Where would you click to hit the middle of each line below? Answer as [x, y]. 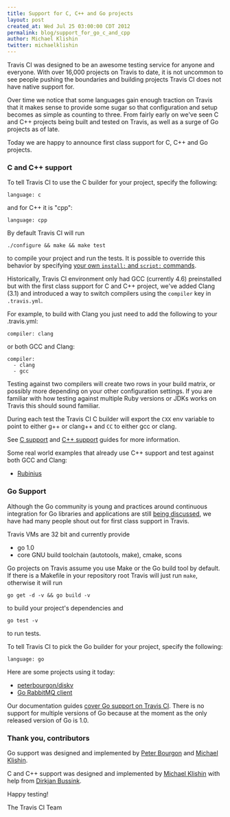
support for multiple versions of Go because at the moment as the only [107, 713]
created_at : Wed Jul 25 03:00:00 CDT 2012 [69, 26]
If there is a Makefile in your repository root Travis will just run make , [102, 575]
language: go [26, 659]
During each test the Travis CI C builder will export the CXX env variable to [111, 419]
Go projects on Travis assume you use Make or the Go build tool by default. [114, 568]
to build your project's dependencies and [65, 608]
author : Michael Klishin [43, 39]
